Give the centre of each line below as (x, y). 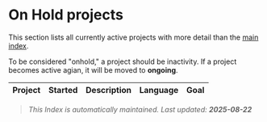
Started (63, 90)
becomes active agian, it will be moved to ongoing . (94, 69)
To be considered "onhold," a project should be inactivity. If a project (123, 61)
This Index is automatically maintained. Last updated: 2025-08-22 (140, 109)
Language (159, 90)
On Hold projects (66, 15)
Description (108, 90)
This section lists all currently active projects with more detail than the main (133, 37)
